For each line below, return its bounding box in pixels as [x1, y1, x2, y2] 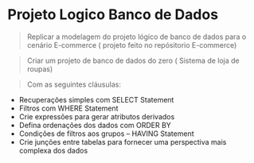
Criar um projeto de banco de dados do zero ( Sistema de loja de [26, 56, 240, 65]
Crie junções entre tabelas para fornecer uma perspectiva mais [18, 137, 227, 146]
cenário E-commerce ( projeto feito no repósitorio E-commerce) [26, 40, 237, 49]
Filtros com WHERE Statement [18, 103, 119, 113]
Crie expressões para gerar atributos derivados [18, 111, 175, 121]
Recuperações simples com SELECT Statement [18, 95, 174, 104]
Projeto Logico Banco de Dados [7, 6, 219, 24]
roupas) [26, 64, 53, 73]
